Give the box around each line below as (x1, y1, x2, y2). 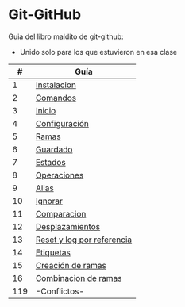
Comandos (35, 92, 77, 103)
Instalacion (35, 79, 77, 90)
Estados (35, 156, 66, 167)
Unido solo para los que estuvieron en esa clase (19, 47, 177, 56)
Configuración (35, 117, 89, 129)
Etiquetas (35, 247, 71, 258)
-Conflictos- (35, 286, 85, 297)
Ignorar (35, 195, 64, 206)
